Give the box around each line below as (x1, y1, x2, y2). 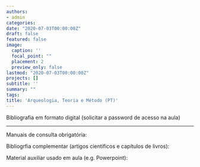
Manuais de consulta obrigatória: (6, 131, 87, 138)
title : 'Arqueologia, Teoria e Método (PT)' (6, 97, 118, 103)
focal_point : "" (11, 53, 52, 59)
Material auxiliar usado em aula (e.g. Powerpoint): (6, 154, 128, 161)
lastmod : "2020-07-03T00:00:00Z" (6, 70, 89, 76)
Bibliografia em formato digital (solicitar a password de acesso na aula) (6, 114, 180, 121)
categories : (6, 20, 36, 26)
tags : (6, 92, 20, 98)
